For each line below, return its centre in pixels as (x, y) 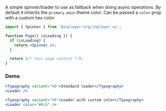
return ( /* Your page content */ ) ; (47, 59)
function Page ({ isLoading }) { (39, 36)
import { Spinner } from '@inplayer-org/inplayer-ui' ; (63, 27)
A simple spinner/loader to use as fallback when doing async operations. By (83, 7)
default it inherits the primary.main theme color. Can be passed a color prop (83, 12)
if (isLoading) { (28, 40)
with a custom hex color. (30, 18)
